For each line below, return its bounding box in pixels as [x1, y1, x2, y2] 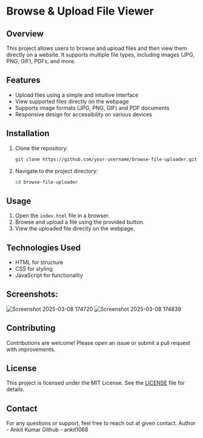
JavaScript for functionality [15, 272, 84, 279]
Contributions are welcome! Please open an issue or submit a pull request [6, 339, 191, 346]
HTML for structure [15, 259, 64, 266]
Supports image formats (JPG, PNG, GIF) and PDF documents [15, 104, 170, 111]
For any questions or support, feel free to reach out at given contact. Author [6, 420, 196, 427]
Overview [6, 29, 44, 39]
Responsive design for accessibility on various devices [15, 111, 153, 118]
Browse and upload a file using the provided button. [15, 218, 145, 226]
